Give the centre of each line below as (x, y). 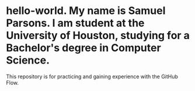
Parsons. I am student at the (75, 23)
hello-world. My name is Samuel (86, 11)
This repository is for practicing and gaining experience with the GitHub (92, 76)
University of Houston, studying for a (98, 36)
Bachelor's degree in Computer (84, 48)
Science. (28, 60)
